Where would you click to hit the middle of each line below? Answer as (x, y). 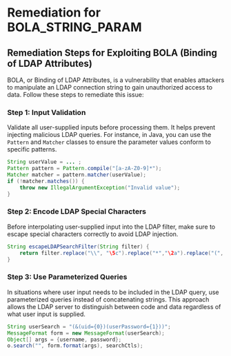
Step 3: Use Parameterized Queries (67, 277)
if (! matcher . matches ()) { (46, 181)
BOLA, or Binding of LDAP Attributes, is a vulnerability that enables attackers (116, 80)
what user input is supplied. (47, 314)
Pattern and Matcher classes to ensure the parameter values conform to (109, 142)
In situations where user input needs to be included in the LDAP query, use (113, 292)
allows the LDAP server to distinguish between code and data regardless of (114, 306)
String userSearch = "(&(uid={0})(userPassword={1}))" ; (89, 326)
